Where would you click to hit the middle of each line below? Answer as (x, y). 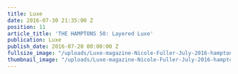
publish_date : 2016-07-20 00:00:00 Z (63, 47)
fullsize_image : (31, 54)
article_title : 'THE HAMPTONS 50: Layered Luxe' (80, 33)
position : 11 (27, 27)
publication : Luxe (34, 40)
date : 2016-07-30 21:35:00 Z (50, 20)
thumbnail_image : (33, 60)
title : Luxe (25, 14)
